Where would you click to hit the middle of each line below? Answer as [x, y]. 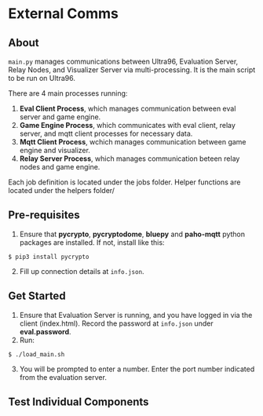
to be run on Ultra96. [42, 78]
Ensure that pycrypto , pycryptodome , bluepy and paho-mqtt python [132, 234]
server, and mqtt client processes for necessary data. [106, 133]
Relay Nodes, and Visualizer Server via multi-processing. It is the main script [132, 70]
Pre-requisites [44, 215]
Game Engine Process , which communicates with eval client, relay [127, 125]
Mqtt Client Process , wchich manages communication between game [133, 142]
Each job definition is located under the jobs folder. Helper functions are [124, 182]
